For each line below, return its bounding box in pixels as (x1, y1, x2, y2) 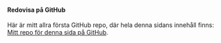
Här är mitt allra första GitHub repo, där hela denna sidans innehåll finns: (7, 21, 214, 29)
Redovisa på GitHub (7, 6, 66, 14)
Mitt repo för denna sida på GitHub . (7, 28, 109, 37)
